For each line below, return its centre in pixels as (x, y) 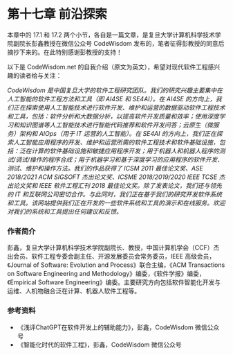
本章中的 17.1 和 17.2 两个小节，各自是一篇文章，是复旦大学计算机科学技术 (111, 35)
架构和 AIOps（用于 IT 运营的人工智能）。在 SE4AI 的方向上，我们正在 (118, 133)
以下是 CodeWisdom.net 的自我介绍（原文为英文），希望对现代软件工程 (108, 67)
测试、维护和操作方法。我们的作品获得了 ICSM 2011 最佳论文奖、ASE (105, 168)
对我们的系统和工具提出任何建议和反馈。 (65, 211)
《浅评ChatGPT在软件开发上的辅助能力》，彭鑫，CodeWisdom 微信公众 (118, 327)
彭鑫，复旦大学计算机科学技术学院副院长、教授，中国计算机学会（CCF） (110, 248)
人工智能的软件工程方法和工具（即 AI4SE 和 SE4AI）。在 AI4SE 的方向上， (112, 98)
